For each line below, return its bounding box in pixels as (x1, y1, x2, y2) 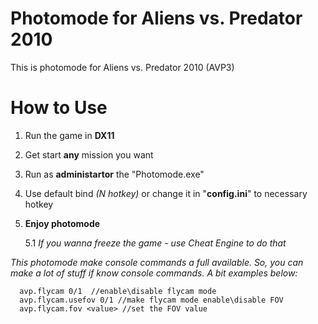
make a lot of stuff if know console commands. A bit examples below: (10, 267, 298, 279)
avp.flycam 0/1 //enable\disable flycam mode (19, 286, 217, 296)
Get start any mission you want (24, 148, 154, 161)
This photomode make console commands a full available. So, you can (10, 256, 304, 268)
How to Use (10, 97, 108, 119)
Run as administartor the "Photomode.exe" (24, 168, 205, 180)
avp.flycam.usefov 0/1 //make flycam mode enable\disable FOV (19, 295, 284, 305)
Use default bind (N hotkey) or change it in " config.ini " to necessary (24, 187, 308, 199)
